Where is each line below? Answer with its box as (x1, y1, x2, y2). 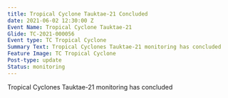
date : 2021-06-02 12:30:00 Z (7, 17, 94, 24)
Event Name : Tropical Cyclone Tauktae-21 (7, 23, 133, 31)
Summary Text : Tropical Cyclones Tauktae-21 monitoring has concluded (7, 43, 222, 50)
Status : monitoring (7, 63, 66, 70)
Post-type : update (7, 57, 62, 64)
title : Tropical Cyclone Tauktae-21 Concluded (7, 10, 148, 18)
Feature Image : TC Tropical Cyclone (7, 50, 116, 58)
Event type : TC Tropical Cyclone (7, 37, 107, 44)
